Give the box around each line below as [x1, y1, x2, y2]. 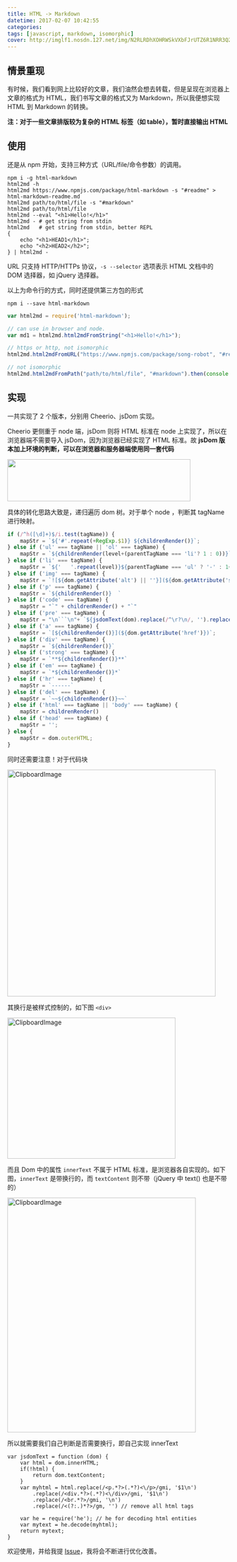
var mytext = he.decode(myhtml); [20, 1521, 119, 1528]
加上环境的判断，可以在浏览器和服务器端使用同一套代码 [13, 444, 174, 453]
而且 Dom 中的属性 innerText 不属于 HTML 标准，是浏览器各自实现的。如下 [7, 1165, 226, 1174]
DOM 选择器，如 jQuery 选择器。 [7, 270, 103, 279]
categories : [7, 23, 42, 30]
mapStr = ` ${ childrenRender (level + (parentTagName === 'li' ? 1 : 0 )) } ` [20, 550, 232, 557]
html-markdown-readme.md [7, 192, 80, 200]
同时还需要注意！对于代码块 [7, 755, 88, 763]
